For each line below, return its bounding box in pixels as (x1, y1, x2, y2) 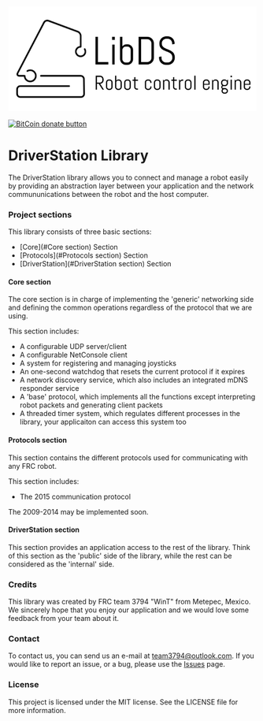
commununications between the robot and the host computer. (8, 189, 209, 199)
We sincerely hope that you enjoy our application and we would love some (8, 605, 250, 615)
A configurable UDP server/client (19, 342, 128, 351)
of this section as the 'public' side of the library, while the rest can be (8, 551, 232, 560)
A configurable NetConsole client (19, 350, 128, 360)
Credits (8, 578, 37, 589)
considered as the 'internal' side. (8, 559, 115, 569)
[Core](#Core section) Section (19, 243, 118, 252)
